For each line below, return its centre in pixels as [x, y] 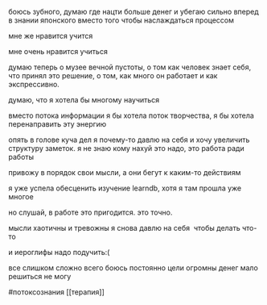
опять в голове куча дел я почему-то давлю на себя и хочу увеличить [129, 140]
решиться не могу [40, 276]
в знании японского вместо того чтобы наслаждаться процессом [121, 20]
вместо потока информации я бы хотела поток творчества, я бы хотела [131, 115]
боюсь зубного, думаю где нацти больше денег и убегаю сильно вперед [133, 12]
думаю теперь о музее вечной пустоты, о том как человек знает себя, [130, 67]
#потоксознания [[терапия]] [56, 292]
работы [21, 157]
